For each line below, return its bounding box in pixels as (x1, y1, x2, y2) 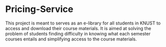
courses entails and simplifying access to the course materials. (5, 36, 137, 42)
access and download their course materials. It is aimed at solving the (5, 25, 151, 31)
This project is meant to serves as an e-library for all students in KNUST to (5, 20, 161, 26)
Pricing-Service (5, 3, 74, 15)
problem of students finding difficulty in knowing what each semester (5, 30, 151, 36)
